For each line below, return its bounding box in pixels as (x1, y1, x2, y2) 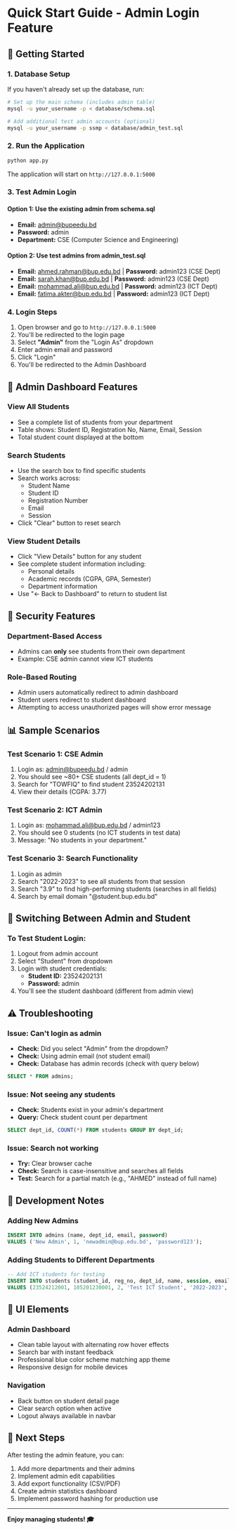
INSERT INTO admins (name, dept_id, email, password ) (7, 1232, 169, 1239)
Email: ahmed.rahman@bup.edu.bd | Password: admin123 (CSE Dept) (17, 267, 221, 275)
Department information (27, 582, 98, 590)
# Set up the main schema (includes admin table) (7, 99, 156, 106)
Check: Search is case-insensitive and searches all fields (17, 1167, 184, 1175)
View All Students (7, 402, 70, 412)
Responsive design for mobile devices (17, 1363, 128, 1372)
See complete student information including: (17, 559, 146, 568)
